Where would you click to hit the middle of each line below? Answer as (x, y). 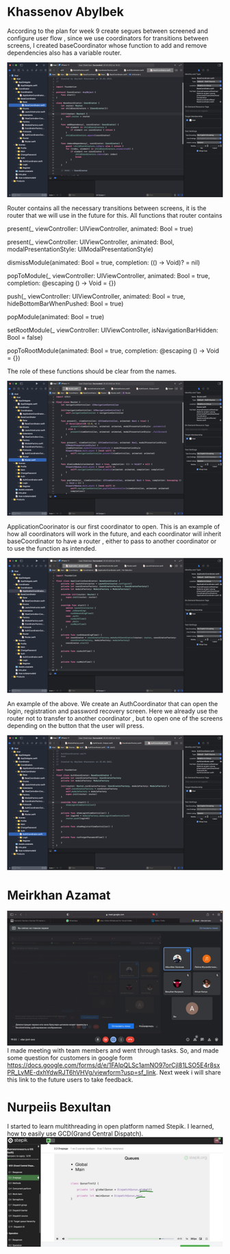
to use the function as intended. (52, 548)
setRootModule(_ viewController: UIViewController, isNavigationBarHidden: (113, 330)
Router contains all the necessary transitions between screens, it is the (107, 208)
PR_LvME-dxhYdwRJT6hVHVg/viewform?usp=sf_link (81, 1072)
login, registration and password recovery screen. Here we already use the (113, 711)
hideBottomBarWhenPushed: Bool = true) (65, 303)
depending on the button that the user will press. (76, 725)
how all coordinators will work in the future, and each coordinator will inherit (114, 534)
